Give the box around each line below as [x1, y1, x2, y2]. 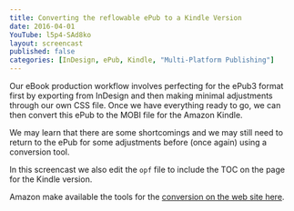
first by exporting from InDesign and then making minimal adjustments [9, 90, 273, 101]
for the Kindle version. [9, 174, 93, 185]
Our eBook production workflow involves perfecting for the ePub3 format [9, 81, 284, 91]
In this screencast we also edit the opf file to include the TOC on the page [9, 165, 285, 175]
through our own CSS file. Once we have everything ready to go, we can [9, 100, 281, 110]
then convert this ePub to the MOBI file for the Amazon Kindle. [9, 110, 243, 120]
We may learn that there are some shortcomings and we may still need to [9, 127, 284, 137]
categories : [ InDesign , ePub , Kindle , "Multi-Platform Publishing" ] [9, 55, 275, 65]
